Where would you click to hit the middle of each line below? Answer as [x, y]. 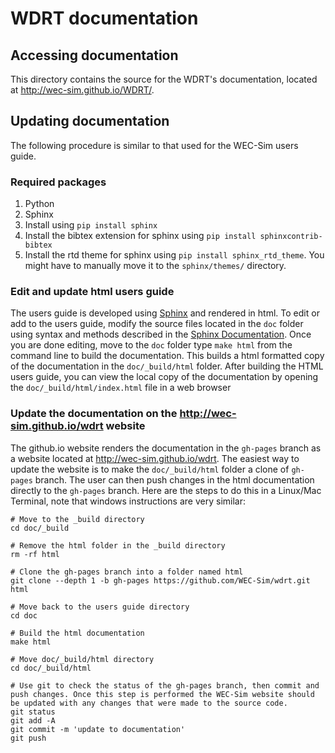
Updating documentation [90, 121]
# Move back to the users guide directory [100, 607]
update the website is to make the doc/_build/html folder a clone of [150, 469]
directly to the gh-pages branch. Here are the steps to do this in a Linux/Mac [166, 490]
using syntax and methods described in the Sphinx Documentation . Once [161, 334]
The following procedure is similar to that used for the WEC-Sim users [154, 145]
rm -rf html [35, 554]
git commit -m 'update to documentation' [98, 729]
